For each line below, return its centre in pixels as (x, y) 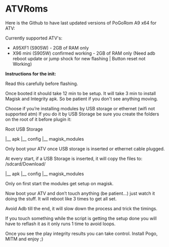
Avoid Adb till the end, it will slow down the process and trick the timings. (81, 209)
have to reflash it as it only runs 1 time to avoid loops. (60, 224)
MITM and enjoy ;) (24, 239)
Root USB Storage (24, 129)
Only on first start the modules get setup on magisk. (59, 183)
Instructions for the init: (31, 73)
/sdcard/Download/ (26, 164)
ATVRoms (27, 9)
